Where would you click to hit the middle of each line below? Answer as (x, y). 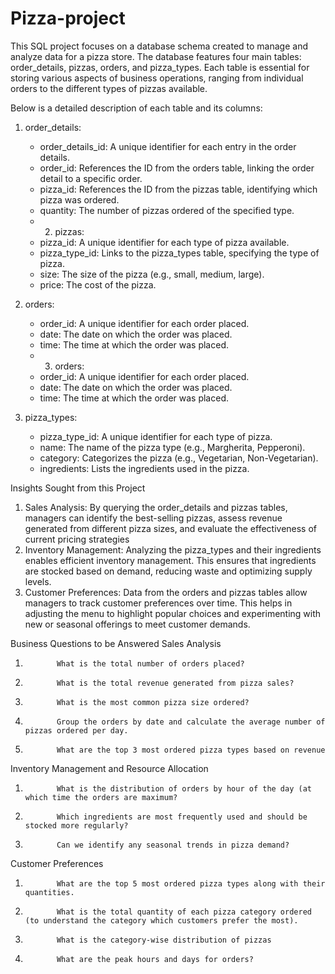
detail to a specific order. (91, 178)
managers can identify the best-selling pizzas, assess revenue (153, 518)
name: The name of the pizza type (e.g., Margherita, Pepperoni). (172, 447)
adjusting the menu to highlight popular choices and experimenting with (173, 613)
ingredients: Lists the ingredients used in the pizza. (144, 468)
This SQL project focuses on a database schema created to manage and (159, 46)
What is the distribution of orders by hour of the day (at (184, 788)
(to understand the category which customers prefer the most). (161, 920)
